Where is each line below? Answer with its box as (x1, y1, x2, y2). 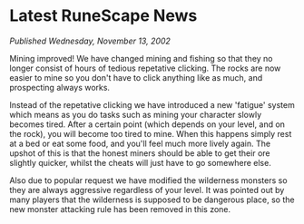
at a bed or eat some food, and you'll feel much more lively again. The (9, 138, 270, 149)
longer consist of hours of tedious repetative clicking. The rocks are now (9, 63, 281, 73)
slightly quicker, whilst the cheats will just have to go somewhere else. (9, 157, 272, 168)
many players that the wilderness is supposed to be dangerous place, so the (9, 194, 295, 205)
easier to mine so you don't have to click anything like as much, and (9, 72, 263, 83)
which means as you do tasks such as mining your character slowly (9, 109, 262, 120)
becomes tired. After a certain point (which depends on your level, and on (9, 119, 286, 130)
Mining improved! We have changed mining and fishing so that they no (9, 53, 274, 63)
